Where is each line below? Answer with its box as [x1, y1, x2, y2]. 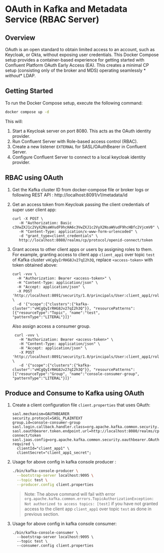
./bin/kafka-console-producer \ [12, 468, 78, 473]
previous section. [24, 511, 60, 517]
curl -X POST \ [12, 216, 44, 221]
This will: [5, 118, 23, 124]
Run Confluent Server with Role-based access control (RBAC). [12, 138, 138, 144]
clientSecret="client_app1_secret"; [17, 450, 92, 456]
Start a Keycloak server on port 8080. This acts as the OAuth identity [12, 128, 151, 134]
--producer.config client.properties [17, 482, 94, 487]
